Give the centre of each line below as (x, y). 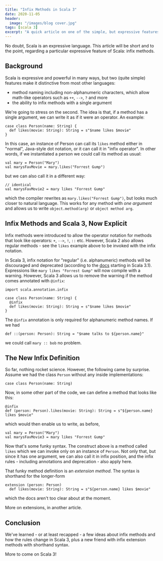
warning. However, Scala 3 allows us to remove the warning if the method (79, 275)
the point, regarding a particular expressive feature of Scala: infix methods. (80, 51)
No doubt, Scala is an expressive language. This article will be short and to (80, 46)
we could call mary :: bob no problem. (43, 343)
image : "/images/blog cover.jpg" (43, 23)
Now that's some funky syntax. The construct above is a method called (76, 446)
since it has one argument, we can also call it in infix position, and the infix (79, 456)
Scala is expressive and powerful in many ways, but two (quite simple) (75, 78)
